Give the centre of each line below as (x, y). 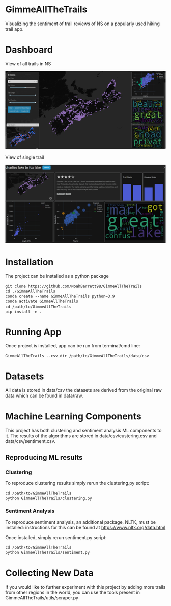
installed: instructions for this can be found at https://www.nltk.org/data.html (85, 528)
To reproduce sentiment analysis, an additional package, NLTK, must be (81, 522)
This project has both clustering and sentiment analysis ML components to (83, 431)
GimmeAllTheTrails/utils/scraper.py (42, 598)
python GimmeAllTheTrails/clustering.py (49, 498)
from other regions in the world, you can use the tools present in (73, 592)
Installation (30, 262)
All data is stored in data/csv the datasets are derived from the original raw (83, 390)
